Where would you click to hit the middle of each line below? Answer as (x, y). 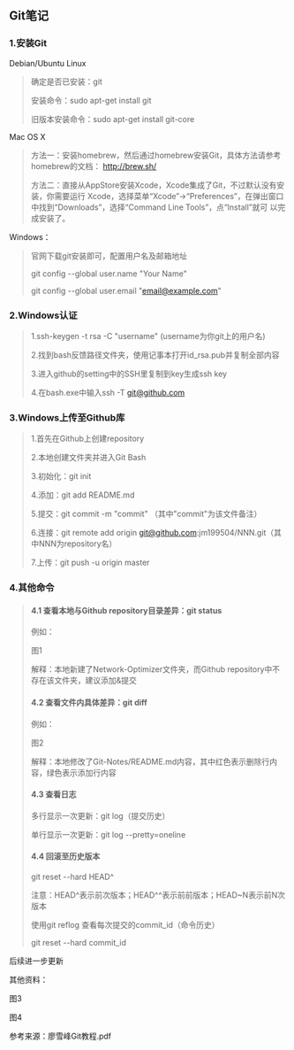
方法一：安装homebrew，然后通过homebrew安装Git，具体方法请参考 (156, 155)
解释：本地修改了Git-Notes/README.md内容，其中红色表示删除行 (150, 761)
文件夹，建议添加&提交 (95, 681)
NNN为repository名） (78, 544)
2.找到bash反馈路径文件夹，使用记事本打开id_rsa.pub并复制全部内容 (155, 355)
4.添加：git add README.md (83, 495)
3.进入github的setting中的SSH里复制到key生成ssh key (129, 374)
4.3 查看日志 (53, 794)
